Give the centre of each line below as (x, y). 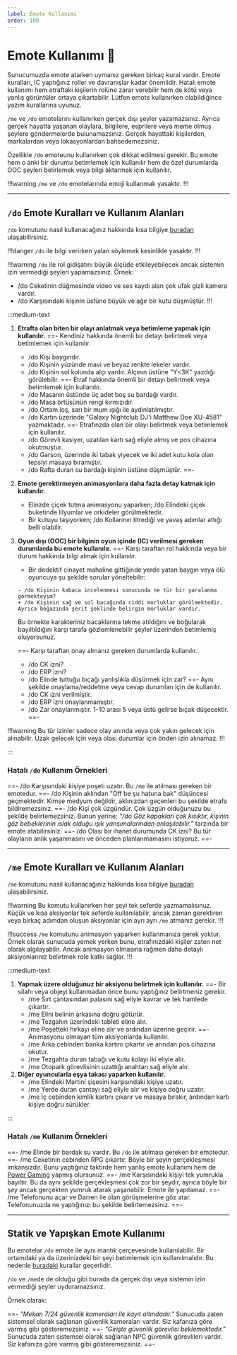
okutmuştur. (45, 447)
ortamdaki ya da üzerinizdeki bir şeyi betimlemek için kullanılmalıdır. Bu (110, 1258)
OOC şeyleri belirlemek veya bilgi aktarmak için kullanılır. (89, 170)
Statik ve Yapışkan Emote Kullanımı (86, 1234)
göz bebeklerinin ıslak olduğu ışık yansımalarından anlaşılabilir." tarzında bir (118, 823)
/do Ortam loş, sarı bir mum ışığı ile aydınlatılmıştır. (101, 410)
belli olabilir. (45, 527)
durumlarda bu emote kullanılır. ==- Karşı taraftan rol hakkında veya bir (122, 548)
